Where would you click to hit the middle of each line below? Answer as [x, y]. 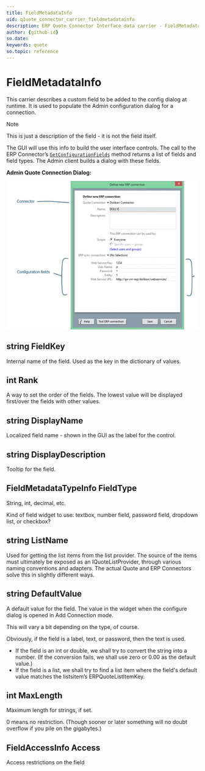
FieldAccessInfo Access [53, 748]
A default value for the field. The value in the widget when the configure [97, 608]
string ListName [38, 541]
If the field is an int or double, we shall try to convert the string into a [101, 650]
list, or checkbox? [28, 521]
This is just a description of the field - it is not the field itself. [82, 136]
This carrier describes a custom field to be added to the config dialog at [97, 99]
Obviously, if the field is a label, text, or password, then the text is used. [96, 639]
